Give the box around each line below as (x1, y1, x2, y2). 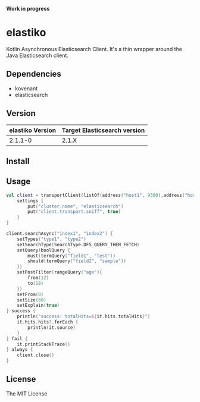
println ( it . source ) (27, 324, 76, 331)
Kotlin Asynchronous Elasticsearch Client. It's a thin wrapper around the (6, 45, 183, 52)
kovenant (14, 84, 38, 92)
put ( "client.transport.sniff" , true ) (27, 209, 121, 215)
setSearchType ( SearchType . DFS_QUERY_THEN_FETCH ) (17, 241, 140, 247)
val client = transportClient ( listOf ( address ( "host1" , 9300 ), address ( (6, 192, 185, 198)
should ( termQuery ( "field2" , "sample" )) (27, 258, 127, 264)
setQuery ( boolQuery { (17, 247, 70, 253)
